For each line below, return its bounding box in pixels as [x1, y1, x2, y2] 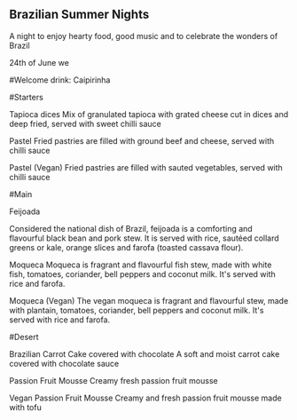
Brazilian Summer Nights [9, 7, 150, 22]
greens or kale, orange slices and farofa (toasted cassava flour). [9, 242, 244, 252]
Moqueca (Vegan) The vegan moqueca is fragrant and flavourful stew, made [9, 295, 289, 305]
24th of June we [9, 57, 69, 67]
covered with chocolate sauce [9, 358, 120, 368]
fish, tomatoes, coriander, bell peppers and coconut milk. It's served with [9, 268, 277, 279]
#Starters [9, 91, 44, 102]
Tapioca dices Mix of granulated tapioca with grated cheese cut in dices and [9, 108, 289, 119]
